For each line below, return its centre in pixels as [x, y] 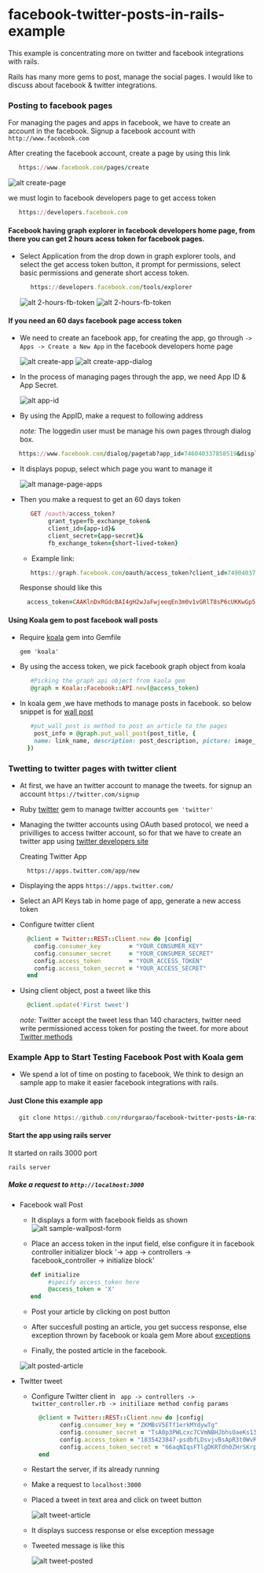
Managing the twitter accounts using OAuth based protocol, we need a [134, 824]
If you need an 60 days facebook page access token [95, 320]
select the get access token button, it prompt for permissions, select [130, 265]
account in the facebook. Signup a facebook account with [102, 131]
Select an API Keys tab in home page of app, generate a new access [130, 901]
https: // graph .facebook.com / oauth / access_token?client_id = [129, 573]
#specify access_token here [94, 1282]
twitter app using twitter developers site [84, 842]
